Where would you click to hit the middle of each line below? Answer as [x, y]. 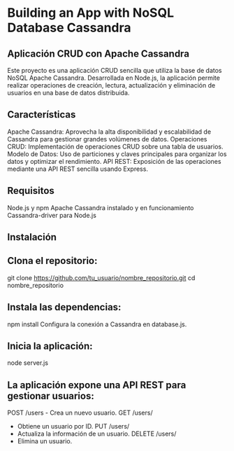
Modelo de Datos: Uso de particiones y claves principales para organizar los [117, 154]
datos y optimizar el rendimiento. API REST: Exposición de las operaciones [114, 161]
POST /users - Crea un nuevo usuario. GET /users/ [80, 413]
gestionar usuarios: [51, 396]
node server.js [28, 363]
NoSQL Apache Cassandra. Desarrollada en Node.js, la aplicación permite [114, 78]
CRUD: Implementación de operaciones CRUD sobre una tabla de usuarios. [115, 146]
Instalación [32, 237]
